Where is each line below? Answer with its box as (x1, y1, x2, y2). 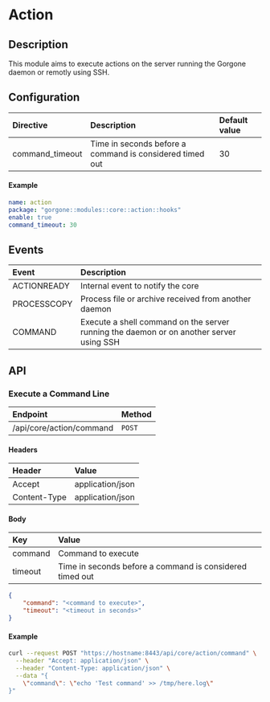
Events (8, 243, 44, 256)
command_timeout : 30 (8, 221, 78, 229)
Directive (12, 119, 48, 130)
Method (121, 409, 153, 420)
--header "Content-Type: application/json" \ (15, 664, 171, 672)
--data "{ (15, 671, 48, 680)
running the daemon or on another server (80, 327, 236, 338)
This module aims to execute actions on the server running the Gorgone (8, 59, 247, 68)
